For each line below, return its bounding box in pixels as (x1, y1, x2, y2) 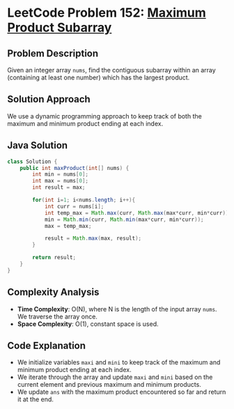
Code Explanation (7, 339, 86, 351)
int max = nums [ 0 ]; (32, 178, 89, 185)
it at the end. (17, 395, 54, 403)
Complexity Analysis (7, 286, 100, 298)
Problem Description (7, 47, 99, 59)
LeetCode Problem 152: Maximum (7, 5, 207, 21)
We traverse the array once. (17, 312, 97, 321)
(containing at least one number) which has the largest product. (7, 73, 190, 82)
